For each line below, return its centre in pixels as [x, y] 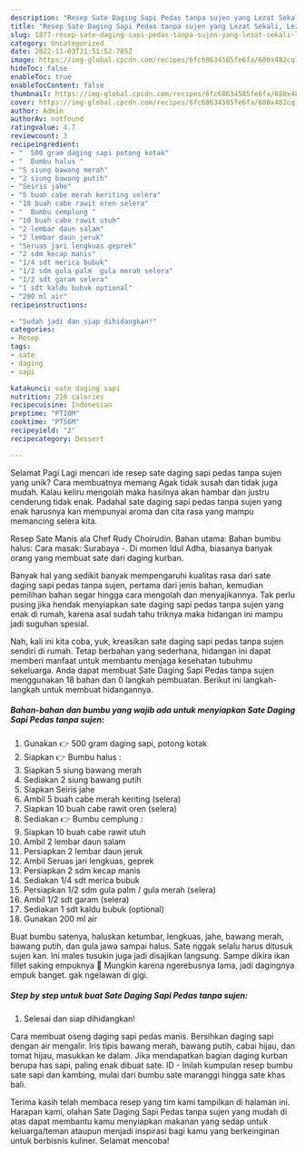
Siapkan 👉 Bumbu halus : [72, 757]
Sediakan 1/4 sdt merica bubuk [81, 880]
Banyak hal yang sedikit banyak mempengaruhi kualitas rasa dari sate [141, 575]
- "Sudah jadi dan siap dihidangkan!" [84, 321]
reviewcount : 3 [39, 136]
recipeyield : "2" [43, 430]
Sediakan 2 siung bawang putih [82, 779]
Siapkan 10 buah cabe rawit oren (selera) [100, 808]
